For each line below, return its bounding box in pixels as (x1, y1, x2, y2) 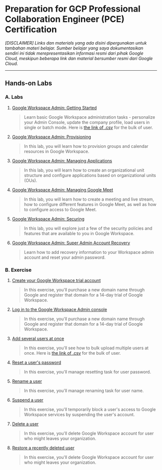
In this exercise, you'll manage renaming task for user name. (24, 388, 144, 393)
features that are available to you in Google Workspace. (24, 230, 135, 236)
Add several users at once (12, 335, 64, 341)
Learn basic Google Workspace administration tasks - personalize (24, 114, 155, 120)
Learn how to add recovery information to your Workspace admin (24, 249, 154, 255)
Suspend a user (12, 397, 43, 403)
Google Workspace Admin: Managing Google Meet (12, 187, 113, 192)
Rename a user (12, 378, 42, 384)
